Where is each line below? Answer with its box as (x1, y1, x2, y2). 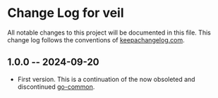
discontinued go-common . (17, 82, 95, 91)
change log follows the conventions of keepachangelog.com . (7, 35, 185, 44)
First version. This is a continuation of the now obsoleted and (17, 75, 195, 83)
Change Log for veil (7, 5, 125, 21)
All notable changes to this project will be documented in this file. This (7, 28, 212, 37)
